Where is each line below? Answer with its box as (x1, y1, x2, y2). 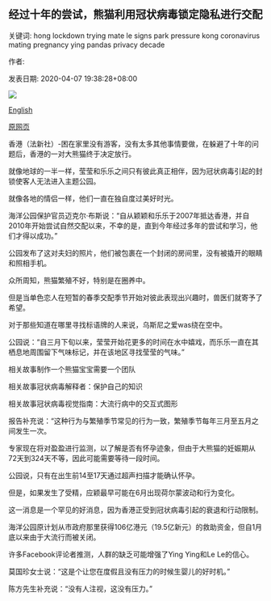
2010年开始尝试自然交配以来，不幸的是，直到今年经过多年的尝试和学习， (8, 221, 251, 231)
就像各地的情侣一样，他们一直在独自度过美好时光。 (8, 193, 178, 203)
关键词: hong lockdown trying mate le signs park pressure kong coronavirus (8, 31, 261, 40)
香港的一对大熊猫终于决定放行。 (29, 149, 135, 159)
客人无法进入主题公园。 (22, 176, 101, 186)
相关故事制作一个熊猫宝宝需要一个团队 (8, 364, 135, 374)
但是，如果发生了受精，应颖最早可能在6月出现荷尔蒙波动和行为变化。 (8, 488, 240, 497)
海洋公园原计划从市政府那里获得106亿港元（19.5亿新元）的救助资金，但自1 (8, 522, 256, 531)
